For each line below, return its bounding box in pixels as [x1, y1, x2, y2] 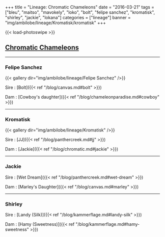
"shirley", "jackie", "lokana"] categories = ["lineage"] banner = [5, 15, 131, 20]
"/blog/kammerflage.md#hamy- [75, 221, 140, 227]
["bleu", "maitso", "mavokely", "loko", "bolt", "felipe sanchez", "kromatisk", [5, 9, 155, 15]
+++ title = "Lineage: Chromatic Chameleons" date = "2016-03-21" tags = [5, 4, 155, 10]
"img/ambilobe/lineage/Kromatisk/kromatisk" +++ [5, 20, 107, 26]
